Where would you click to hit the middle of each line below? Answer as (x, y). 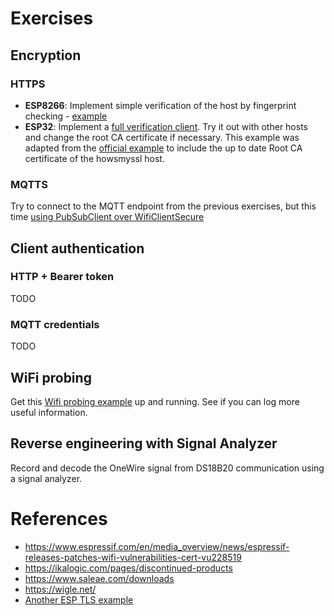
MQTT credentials (55, 324)
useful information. (49, 412)
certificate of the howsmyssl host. (94, 158)
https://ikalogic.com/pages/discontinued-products (128, 568)
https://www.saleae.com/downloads (99, 578)
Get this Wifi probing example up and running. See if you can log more (155, 401)
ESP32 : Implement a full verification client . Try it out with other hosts (166, 126)
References (59, 518)
